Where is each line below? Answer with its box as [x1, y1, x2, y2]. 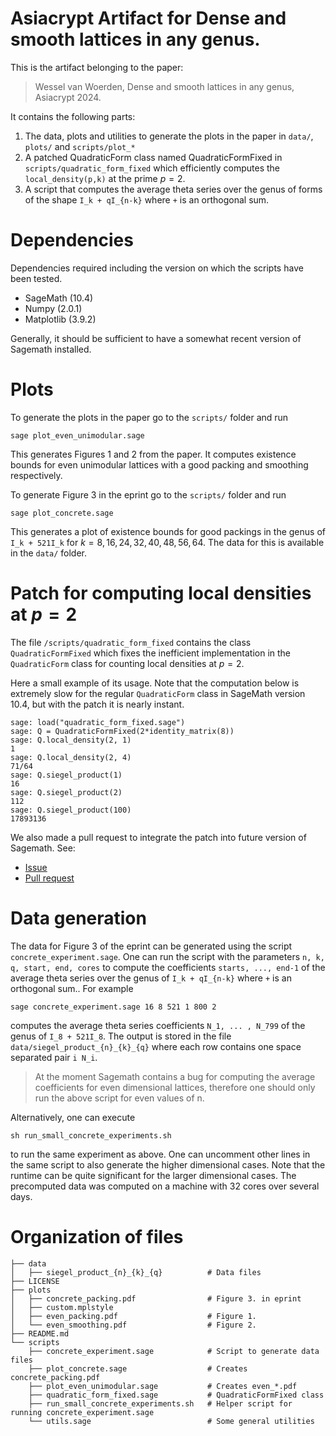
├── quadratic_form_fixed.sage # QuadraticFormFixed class [28, 1390, 325, 1400]
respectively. [10, 469, 63, 481]
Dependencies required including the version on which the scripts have [10, 262, 304, 274]
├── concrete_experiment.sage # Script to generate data [28, 1346, 320, 1356]
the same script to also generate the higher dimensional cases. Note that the [10, 1158, 326, 1171]
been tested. [10, 272, 63, 284]
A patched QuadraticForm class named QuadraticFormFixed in [24, 151, 283, 163]
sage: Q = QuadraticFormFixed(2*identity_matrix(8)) [10, 726, 235, 736]
